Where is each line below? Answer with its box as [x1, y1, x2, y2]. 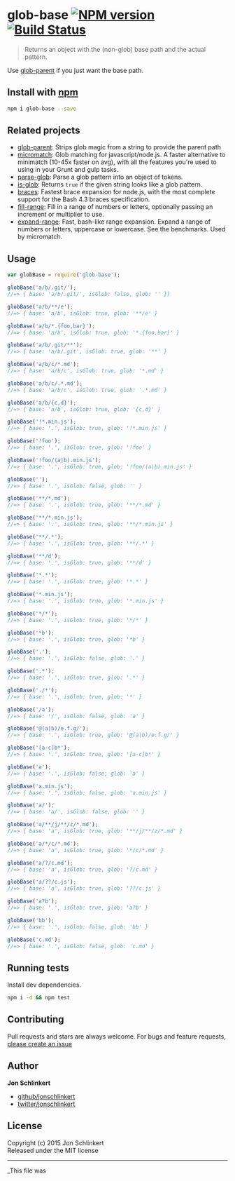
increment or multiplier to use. [17, 210, 104, 219]
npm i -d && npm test [7, 994, 71, 1001]
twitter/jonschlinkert [17, 1100, 76, 1108]
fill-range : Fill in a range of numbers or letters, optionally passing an [17, 203, 213, 211]
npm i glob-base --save [7, 105, 77, 112]
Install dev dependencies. [7, 980, 82, 989]
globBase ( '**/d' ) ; [7, 553, 61, 560]
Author [7, 1060, 38, 1072]
